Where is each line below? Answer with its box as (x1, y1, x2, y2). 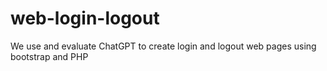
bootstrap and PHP (10, 50, 89, 62)
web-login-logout (10, 7, 160, 30)
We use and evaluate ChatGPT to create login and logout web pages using (10, 40, 317, 52)
